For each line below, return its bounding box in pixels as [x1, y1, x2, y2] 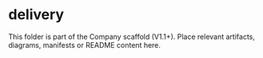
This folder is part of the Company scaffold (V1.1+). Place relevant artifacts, [8, 32, 256, 41]
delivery [8, 6, 65, 24]
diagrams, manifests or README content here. [8, 40, 161, 49]
